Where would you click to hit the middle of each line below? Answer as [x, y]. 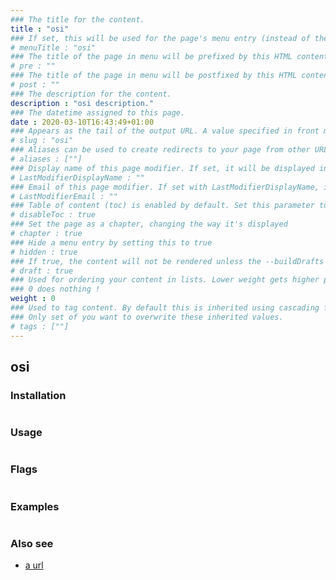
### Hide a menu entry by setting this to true [111, 242]
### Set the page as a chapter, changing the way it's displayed [149, 224]
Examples [35, 506]
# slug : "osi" [42, 141]
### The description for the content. [91, 94]
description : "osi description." [82, 103]
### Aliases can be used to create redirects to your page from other [160, 150]
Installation [38, 395]
